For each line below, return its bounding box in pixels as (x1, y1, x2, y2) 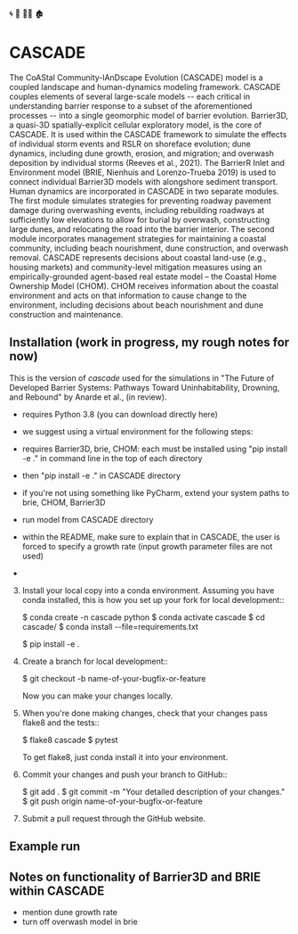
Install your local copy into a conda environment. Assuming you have (21, 584, 275, 596)
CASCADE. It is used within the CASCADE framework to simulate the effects (9, 128, 287, 139)
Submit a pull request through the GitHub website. (21, 813, 206, 823)
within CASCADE (9, 883, 105, 898)
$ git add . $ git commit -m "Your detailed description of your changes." (21, 786, 286, 797)
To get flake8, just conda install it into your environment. (21, 751, 229, 762)
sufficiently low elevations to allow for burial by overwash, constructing (9, 214, 270, 225)
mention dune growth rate (21, 906, 118, 917)
